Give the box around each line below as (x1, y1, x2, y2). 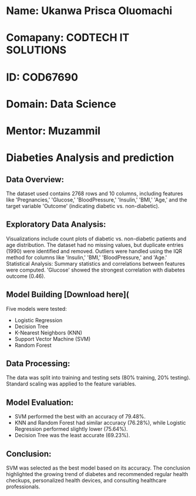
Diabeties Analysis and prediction (6, 151, 174, 165)
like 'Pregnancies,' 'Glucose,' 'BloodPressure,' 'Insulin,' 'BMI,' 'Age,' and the (6, 196, 188, 203)
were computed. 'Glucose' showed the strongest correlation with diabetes (6, 266, 185, 273)
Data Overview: (6, 175, 65, 185)
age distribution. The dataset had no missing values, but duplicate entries (6, 241, 184, 248)
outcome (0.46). (6, 272, 46, 280)
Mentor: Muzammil (6, 124, 101, 138)
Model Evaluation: (6, 397, 74, 407)
